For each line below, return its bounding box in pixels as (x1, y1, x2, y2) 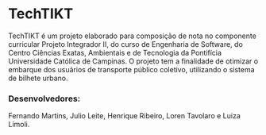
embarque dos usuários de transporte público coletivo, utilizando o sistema (8, 64, 256, 74)
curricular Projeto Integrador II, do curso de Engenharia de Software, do (8, 39, 244, 48)
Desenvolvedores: (8, 93, 81, 104)
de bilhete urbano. (8, 73, 69, 83)
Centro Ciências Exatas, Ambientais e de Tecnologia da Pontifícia (8, 48, 222, 57)
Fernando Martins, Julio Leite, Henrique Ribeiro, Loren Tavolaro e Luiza (8, 111, 241, 121)
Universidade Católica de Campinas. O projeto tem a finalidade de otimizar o (8, 56, 259, 66)
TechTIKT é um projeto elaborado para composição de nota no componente (8, 31, 256, 40)
